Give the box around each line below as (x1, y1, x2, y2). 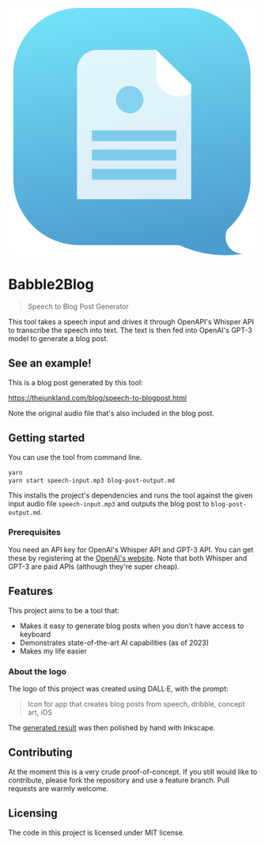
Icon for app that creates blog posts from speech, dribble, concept (27, 699, 245, 708)
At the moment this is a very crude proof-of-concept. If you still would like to (8, 767, 258, 776)
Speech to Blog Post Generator (27, 301, 129, 311)
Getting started (8, 431, 85, 445)
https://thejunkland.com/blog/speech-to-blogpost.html (8, 392, 187, 403)
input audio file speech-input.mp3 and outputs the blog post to (8, 498, 210, 508)
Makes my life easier (19, 646, 88, 656)
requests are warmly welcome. (8, 783, 109, 793)
